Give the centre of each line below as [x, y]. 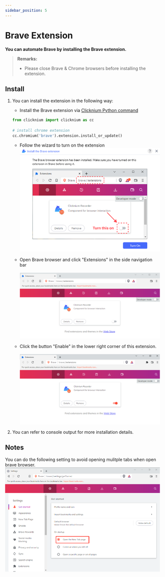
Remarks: [27, 59]
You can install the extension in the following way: [63, 101]
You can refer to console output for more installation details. [73, 432]
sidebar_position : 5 [26, 10]
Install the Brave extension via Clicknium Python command [79, 111]
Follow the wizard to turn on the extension [62, 145]
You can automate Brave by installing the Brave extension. [66, 49]
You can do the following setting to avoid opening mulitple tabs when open [81, 460]
